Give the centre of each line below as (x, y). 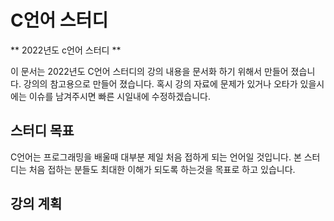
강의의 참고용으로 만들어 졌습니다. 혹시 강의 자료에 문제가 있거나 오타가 (160, 83)
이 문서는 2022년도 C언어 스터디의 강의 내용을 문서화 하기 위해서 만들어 (149, 71)
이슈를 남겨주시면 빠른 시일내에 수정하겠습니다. (119, 96)
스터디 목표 (42, 131)
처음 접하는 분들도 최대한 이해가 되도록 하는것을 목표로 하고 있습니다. (162, 169)
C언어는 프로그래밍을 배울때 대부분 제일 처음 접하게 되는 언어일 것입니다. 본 (156, 157)
